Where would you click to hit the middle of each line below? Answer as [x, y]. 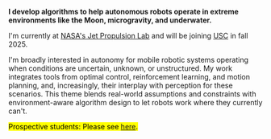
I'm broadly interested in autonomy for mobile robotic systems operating [128, 60]
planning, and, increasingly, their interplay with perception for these [121, 85]
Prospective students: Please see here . [73, 127]
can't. [18, 111]
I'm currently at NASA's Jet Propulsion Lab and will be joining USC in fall [128, 36]
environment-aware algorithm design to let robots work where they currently [135, 102]
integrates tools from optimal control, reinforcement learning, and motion [129, 77]
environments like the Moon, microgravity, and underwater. [110, 20]
